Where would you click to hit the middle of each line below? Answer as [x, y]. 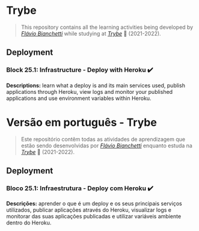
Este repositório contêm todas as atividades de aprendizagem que [103, 139]
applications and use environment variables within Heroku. [79, 98]
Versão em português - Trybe [82, 122]
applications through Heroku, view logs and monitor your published [90, 91]
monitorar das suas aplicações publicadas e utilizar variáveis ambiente [94, 217]
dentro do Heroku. [29, 223]
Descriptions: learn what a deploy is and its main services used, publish [96, 85]
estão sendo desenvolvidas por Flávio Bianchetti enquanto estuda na [106, 146]
